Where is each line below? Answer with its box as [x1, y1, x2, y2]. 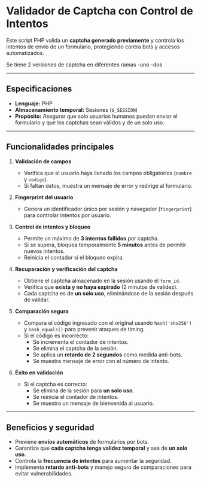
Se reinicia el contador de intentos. [32, 393, 119, 400]
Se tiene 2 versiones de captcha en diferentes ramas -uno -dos [6, 61, 163, 68]
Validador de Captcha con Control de [6, 4, 193, 18]
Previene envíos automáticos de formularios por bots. [14, 438, 150, 446]
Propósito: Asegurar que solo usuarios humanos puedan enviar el [14, 112, 178, 120]
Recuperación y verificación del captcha [14, 265, 118, 273]
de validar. [23, 296, 50, 303]
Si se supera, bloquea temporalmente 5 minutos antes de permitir [23, 241, 187, 248]
